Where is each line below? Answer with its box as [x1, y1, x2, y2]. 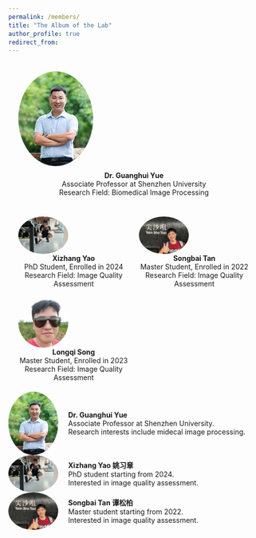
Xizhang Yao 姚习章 [68, 461, 134, 470]
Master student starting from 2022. [68, 507, 183, 516]
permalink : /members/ [8, 13, 81, 21]
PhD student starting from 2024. [68, 469, 175, 479]
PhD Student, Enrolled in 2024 [23, 262, 124, 271]
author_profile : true [8, 30, 81, 38]
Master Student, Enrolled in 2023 [19, 356, 128, 366]
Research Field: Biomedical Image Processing [58, 188, 210, 197]
